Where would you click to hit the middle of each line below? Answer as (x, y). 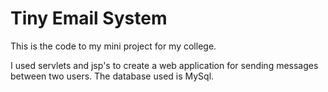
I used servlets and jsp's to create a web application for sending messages (164, 65)
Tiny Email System (89, 18)
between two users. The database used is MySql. (112, 76)
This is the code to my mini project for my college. (113, 46)
